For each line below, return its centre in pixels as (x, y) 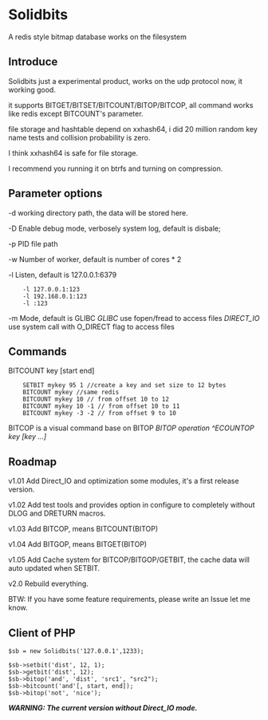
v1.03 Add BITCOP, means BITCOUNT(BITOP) (83, 529)
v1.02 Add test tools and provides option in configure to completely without (132, 505)
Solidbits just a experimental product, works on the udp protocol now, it (126, 81)
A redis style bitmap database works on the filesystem (98, 37)
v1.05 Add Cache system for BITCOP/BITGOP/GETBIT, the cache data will (129, 560)
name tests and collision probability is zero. (79, 137)
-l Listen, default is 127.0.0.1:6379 (63, 275)
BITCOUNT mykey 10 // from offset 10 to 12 (96, 400)
